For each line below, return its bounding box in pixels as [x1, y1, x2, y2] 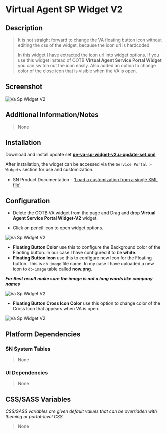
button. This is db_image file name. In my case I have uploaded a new [12, 261, 154, 267]
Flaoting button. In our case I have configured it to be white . [12, 250, 137, 256]
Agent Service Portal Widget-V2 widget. [12, 215, 98, 221]
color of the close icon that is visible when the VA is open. [17, 68, 137, 74]
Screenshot [5, 82, 43, 91]
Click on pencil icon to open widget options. [12, 225, 104, 231]
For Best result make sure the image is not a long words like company [5, 276, 153, 282]
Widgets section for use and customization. [5, 167, 94, 173]
